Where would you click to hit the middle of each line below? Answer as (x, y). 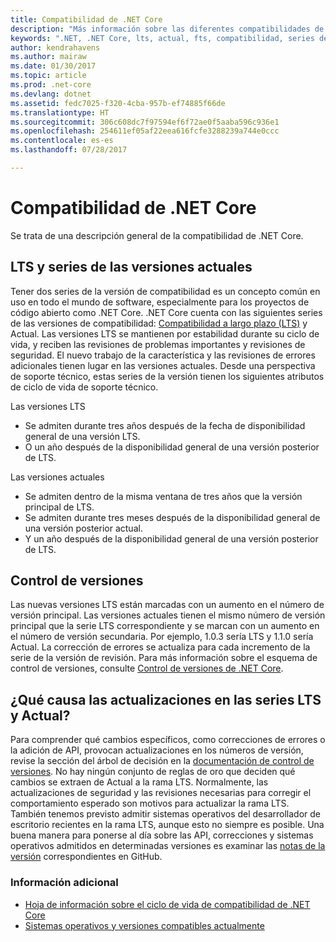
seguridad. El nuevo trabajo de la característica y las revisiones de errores (163, 355)
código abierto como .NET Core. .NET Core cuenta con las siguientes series (166, 312)
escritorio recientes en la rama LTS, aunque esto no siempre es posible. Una (167, 825)
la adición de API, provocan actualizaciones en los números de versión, (157, 750)
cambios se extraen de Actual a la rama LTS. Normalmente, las (139, 782)
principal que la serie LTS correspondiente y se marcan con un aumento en (165, 626)
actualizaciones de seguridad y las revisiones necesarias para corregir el (161, 793)
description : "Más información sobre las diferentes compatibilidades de (167, 29)
